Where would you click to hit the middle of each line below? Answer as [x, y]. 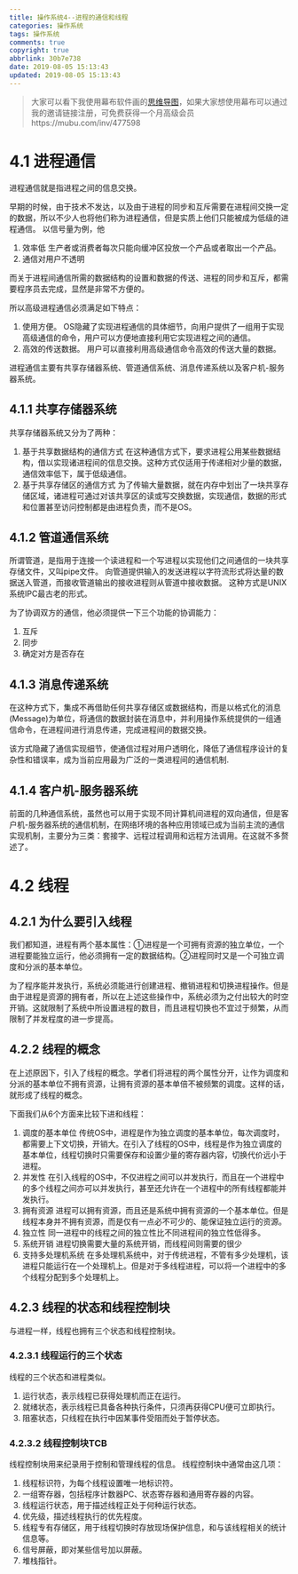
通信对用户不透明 [53, 258]
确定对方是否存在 [53, 654]
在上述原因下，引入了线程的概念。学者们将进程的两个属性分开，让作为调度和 [149, 1072]
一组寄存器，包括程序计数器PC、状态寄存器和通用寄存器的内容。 [140, 1494]
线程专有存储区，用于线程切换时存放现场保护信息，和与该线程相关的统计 [154, 1528]
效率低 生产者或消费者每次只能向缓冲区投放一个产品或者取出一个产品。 [151, 247]
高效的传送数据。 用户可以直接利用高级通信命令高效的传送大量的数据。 [151, 348]
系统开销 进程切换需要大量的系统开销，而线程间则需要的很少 [132, 1244]
